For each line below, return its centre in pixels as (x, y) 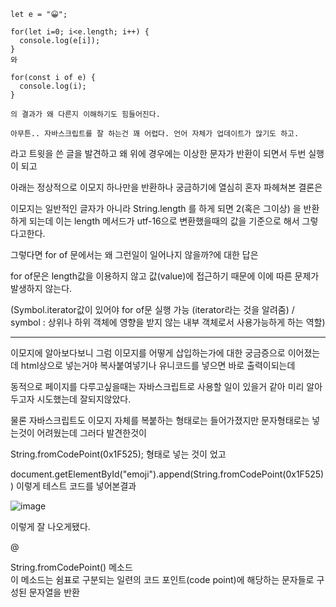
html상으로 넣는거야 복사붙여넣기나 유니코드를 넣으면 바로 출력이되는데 (158, 365)
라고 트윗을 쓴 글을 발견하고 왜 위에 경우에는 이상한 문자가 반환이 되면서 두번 (158, 153)
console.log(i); (53, 86)
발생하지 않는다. (41, 288)
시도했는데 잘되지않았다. (84, 399)
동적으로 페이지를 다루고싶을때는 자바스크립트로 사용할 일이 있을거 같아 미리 (157, 386)
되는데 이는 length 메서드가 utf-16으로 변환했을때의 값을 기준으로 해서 (164, 221)
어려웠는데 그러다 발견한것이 (91, 433)
